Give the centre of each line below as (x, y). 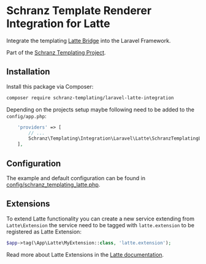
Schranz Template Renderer (79, 11)
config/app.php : (27, 116)
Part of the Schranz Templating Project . (56, 52)
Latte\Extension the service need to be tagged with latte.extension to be (101, 225)
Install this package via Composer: (50, 86)
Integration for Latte (58, 24)
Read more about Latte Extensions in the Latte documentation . (85, 254)
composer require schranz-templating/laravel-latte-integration (90, 98)
